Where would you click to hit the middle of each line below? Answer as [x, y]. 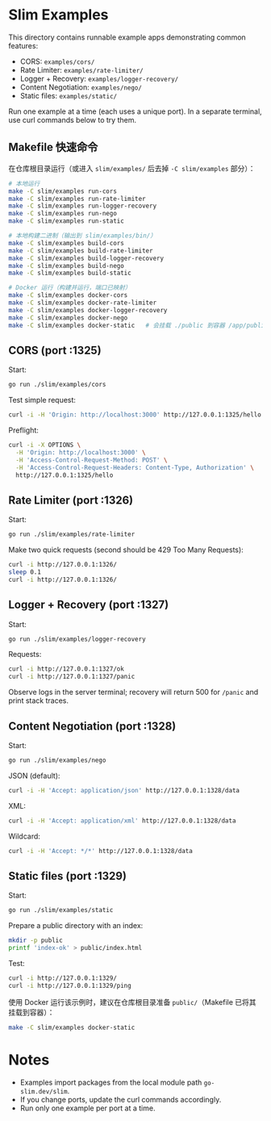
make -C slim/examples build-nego [67, 266]
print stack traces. [38, 701]
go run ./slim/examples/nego [57, 760]
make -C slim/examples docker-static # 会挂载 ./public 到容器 [117, 325]
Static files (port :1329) [68, 876]
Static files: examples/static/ [69, 95]
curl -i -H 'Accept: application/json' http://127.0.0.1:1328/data [124, 790]
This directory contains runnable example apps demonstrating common [127, 37]
